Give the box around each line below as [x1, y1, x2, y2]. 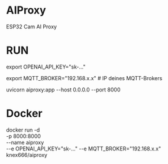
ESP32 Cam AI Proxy [6, 23, 57, 30]
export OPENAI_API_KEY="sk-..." [6, 63, 86, 70]
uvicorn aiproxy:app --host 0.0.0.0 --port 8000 [6, 86, 121, 93]
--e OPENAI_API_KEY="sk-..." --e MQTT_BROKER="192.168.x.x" [6, 145, 161, 152]
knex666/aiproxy [6, 151, 47, 158]
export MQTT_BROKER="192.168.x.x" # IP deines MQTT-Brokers [6, 74, 163, 81]
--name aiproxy [6, 139, 44, 146]
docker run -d [6, 126, 40, 133]
